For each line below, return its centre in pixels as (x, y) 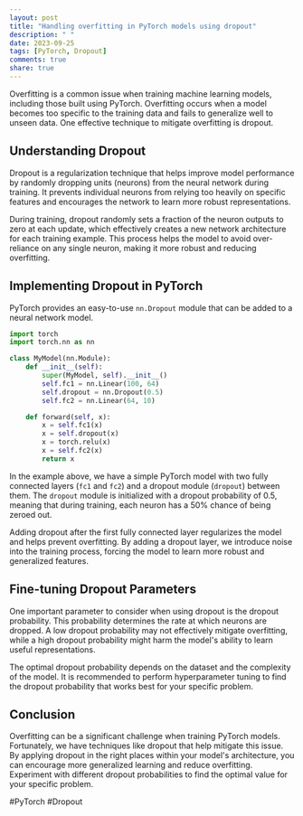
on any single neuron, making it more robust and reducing (149, 248)
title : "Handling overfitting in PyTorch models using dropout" (133, 26)
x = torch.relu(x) (76, 442)
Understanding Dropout (78, 151)
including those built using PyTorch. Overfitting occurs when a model (138, 103)
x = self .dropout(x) (80, 434)
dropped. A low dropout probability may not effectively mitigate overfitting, (148, 630)
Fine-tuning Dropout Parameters (103, 590)
